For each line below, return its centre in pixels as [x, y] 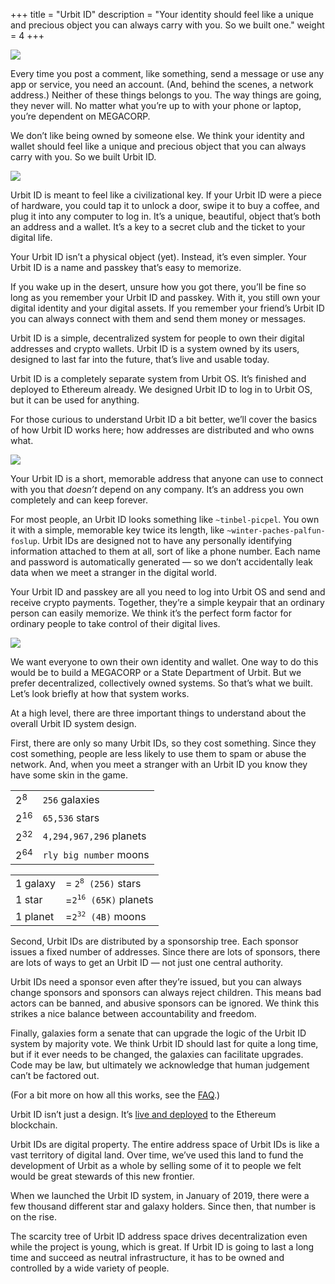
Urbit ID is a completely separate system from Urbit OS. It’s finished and [158, 378]
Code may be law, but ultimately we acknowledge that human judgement [160, 1065]
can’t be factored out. [55, 1075]
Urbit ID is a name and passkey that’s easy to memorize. [126, 267]
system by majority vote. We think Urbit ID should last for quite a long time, [164, 1043]
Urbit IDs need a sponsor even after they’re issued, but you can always [156, 981]
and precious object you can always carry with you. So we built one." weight [167, 25]
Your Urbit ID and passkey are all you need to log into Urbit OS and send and [168, 592]
